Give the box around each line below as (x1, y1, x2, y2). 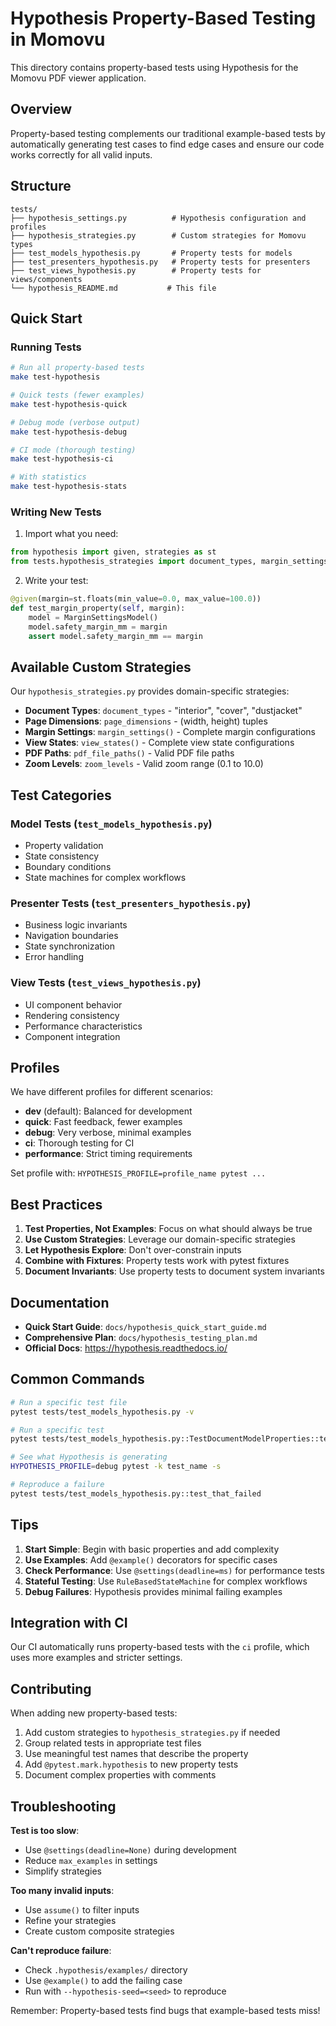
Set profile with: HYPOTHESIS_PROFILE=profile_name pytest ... (10, 1167, 267, 1179)
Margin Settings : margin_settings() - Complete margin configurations (24, 726, 316, 738)
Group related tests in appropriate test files (24, 1737, 202, 1749)
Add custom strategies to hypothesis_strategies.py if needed (24, 1727, 281, 1739)
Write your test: (24, 575, 89, 587)
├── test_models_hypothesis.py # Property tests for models (10, 248, 293, 258)
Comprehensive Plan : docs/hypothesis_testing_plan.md (24, 1331, 258, 1343)
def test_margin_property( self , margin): (10, 603, 186, 613)
